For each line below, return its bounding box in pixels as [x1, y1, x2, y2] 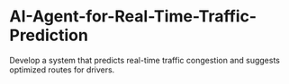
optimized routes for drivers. [9, 64, 115, 75]
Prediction [9, 25, 88, 46]
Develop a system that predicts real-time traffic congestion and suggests [9, 55, 281, 65]
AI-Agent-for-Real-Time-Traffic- [9, 6, 257, 27]
